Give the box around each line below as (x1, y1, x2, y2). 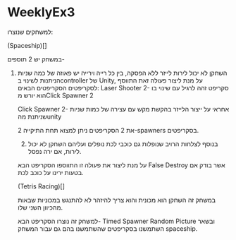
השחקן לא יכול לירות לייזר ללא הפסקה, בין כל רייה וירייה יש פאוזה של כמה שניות (17, 68, 228, 77)
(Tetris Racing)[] (17, 181, 66, 191)
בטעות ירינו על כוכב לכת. (17, 168, 84, 176)
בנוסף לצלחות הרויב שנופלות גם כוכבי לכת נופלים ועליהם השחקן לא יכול (27, 139, 218, 148)
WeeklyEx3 (7, 4, 75, 20)
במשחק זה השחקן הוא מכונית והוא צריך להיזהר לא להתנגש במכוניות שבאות (17, 196, 216, 204)
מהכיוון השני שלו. (17, 203, 63, 212)
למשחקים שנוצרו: (7, 28, 54, 36)
